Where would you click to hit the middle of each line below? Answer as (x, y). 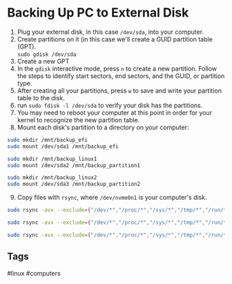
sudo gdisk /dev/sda (47, 54)
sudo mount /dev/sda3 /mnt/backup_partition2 (74, 184)
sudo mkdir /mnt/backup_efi (48, 140)
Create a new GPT (43, 61)
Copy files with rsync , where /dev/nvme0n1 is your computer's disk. (112, 198)
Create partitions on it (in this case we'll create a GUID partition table (115, 39)
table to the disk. (41, 97)
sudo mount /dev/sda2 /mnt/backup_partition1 (74, 165)
